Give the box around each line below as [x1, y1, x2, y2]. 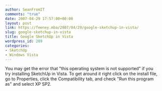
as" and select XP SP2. [5, 81, 51, 87]
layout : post [5, 20, 32, 26]
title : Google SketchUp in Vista [5, 35, 73, 39]
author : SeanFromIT [5, 7, 45, 12]
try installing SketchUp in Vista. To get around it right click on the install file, [5, 71, 158, 77]
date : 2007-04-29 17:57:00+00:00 [5, 16, 73, 21]
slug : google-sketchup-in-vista [5, 30, 71, 35]
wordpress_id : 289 [5, 39, 43, 44]
